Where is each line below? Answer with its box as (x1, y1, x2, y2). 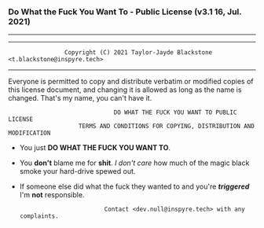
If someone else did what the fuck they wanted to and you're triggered (19, 182, 250, 191)
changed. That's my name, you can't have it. (8, 94, 152, 103)
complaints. (19, 212, 59, 220)
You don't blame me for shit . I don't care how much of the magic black (19, 158, 250, 167)
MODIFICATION (8, 129, 51, 138)
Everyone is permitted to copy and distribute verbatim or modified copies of (8, 77, 254, 86)
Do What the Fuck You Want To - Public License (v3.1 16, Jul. (8, 6, 242, 17)
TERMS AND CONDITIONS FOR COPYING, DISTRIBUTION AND (78, 123, 255, 131)
